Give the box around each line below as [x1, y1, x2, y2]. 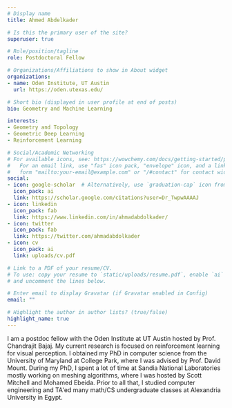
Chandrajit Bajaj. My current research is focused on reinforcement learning [7, 342, 220, 350]
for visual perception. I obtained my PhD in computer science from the [7, 349, 207, 357]
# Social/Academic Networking [7, 149, 95, 156]
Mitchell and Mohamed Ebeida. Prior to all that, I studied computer [7, 378, 195, 387]
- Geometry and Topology [7, 124, 79, 131]
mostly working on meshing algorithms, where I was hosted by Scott [7, 371, 202, 379]
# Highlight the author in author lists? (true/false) [7, 309, 168, 316]
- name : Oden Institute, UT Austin [7, 80, 110, 86]
